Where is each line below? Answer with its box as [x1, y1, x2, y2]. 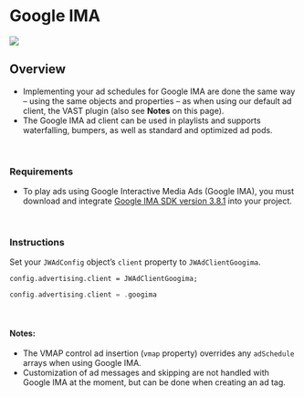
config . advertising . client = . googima [9, 290, 157, 299]
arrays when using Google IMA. [22, 358, 142, 369]
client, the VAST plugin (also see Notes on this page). [22, 105, 225, 116]
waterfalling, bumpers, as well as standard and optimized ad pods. [22, 124, 273, 135]
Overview [9, 61, 67, 78]
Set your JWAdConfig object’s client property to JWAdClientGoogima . [9, 256, 261, 267]
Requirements [9, 165, 74, 178]
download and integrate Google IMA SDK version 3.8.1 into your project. [22, 195, 292, 206]
